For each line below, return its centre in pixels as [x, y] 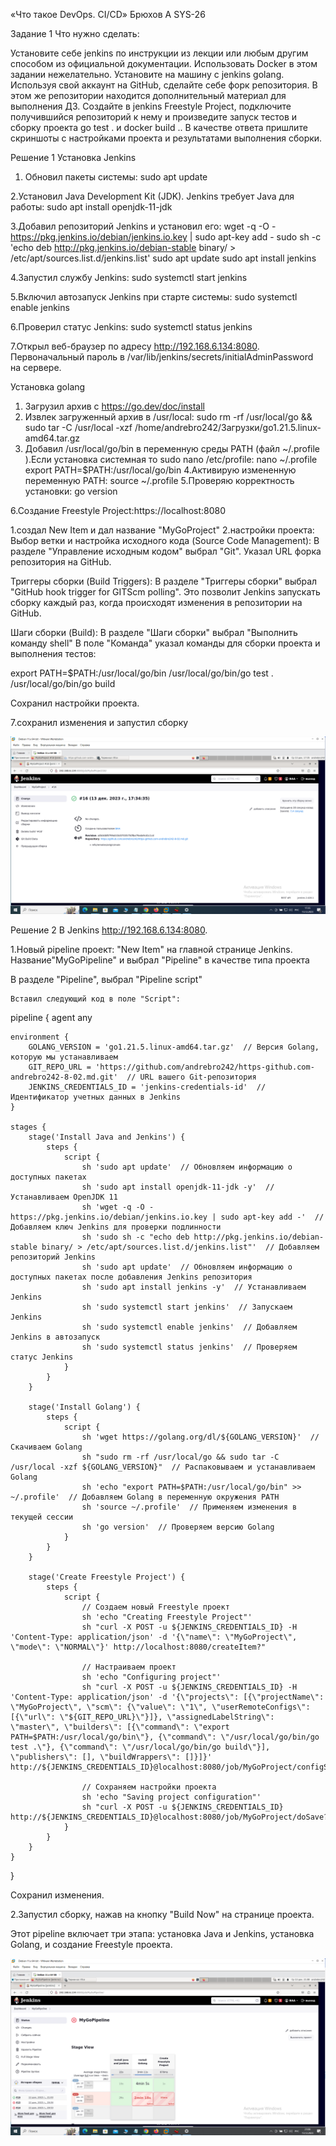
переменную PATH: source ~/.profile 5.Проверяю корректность [159, 480]
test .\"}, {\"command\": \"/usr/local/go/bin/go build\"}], [140, 1747]
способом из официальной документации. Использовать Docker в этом [164, 63]
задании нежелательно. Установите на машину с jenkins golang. [147, 74]
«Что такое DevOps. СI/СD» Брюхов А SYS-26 [108, 14]
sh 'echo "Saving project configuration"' [171, 1797]
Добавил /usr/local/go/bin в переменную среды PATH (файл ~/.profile [172, 448]
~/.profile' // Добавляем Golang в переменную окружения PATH [145, 1497]
